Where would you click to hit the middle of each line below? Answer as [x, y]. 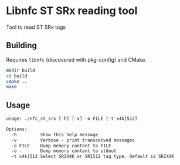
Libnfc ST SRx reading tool [72, 11]
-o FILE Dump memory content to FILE [61, 146]
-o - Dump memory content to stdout [64, 151]
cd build [17, 76]
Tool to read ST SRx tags [36, 27]
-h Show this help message [55, 134]
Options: [17, 129]
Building [21, 46]
